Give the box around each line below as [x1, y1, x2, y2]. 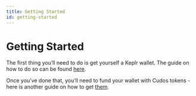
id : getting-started [6, 14, 58, 20]
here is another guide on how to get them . [6, 84, 109, 91]
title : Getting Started [6, 8, 66, 15]
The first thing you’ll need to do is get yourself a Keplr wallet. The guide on [6, 59, 189, 66]
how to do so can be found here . [6, 66, 86, 73]
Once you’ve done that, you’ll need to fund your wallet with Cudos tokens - [6, 77, 191, 84]
